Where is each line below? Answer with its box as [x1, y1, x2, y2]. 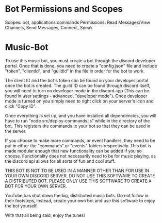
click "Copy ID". [5, 103, 36, 109]
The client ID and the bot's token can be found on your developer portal [5, 77, 148, 83]
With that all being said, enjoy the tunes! [5, 212, 85, 218]
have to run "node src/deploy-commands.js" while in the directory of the [5, 118, 150, 123]
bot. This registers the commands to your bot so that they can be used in [5, 123, 151, 129]
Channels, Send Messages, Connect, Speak [5, 24, 93, 30]
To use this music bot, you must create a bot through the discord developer [5, 57, 156, 64]
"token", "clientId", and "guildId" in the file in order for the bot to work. [5, 68, 145, 74]
